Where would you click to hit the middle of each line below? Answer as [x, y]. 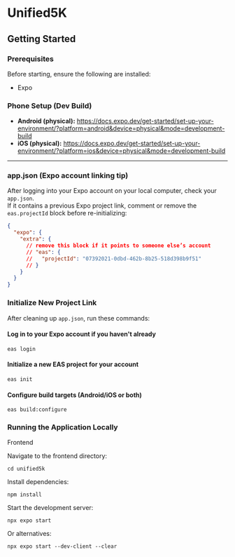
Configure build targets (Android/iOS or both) [74, 395]
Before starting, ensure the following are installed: [79, 74]
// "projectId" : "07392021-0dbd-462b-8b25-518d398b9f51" [113, 259]
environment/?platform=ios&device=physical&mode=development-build [121, 151]
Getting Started [42, 39]
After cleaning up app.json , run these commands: [79, 318]
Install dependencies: [38, 482]
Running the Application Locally [63, 427]
